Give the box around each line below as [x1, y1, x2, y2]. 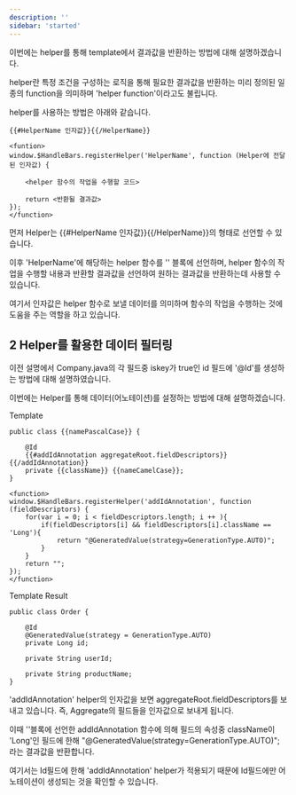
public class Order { [9, 608, 90, 617]
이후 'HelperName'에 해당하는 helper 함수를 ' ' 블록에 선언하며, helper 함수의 [9, 256, 277, 267]
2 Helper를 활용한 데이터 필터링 [9, 337, 173, 352]
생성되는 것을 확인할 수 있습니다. [47, 776, 159, 787]
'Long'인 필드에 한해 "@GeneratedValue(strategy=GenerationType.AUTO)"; [9, 736, 281, 746]
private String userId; [25, 654, 113, 664]
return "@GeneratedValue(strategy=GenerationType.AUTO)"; [56, 536, 276, 546]
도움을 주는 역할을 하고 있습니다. [9, 309, 121, 319]
